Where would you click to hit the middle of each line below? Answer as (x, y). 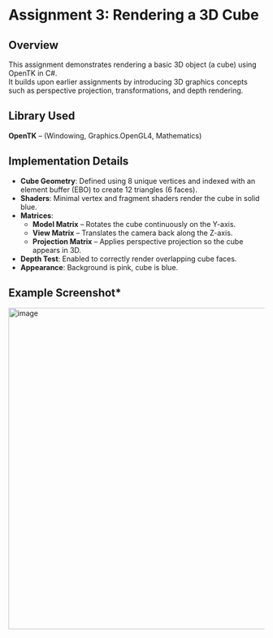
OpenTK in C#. (33, 73)
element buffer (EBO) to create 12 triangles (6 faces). (108, 190)
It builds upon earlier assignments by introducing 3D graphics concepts (128, 82)
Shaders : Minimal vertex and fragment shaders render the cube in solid (140, 198)
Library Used (42, 116)
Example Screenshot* (65, 293)
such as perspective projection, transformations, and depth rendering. (126, 90)
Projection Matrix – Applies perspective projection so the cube (138, 241)
